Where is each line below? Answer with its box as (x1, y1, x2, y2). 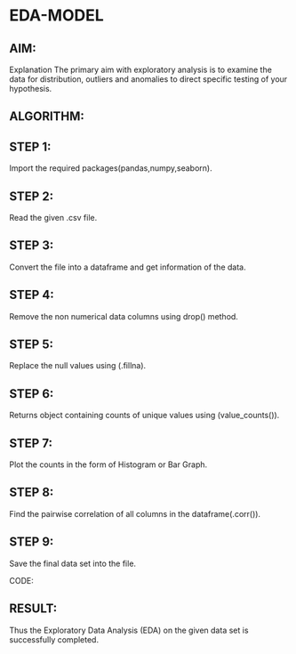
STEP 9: (9, 535, 54, 550)
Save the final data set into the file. (9, 558, 136, 569)
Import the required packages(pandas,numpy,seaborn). (9, 163, 212, 174)
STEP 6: (9, 386, 54, 401)
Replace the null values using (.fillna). (9, 360, 147, 371)
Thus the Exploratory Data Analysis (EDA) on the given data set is (9, 625, 249, 635)
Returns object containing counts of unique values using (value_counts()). (9, 410, 280, 421)
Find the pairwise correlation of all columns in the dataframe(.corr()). (9, 508, 260, 519)
